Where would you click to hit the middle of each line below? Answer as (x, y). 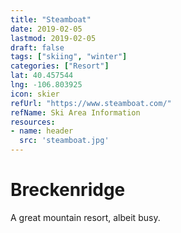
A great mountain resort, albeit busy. (85, 217)
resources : (33, 122)
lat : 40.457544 (42, 76)
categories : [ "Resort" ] (60, 66)
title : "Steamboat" (51, 19)
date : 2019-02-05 (46, 29)
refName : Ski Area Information (75, 112)
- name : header (42, 131)
